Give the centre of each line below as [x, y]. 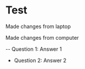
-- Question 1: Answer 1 [34, 49]
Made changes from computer [42, 37]
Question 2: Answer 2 [40, 60]
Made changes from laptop [38, 26]
